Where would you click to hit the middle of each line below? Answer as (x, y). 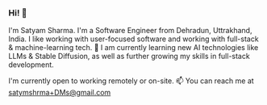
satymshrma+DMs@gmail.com (60, 93)
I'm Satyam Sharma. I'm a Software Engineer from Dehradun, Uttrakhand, (130, 31)
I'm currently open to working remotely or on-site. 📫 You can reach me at (131, 81)
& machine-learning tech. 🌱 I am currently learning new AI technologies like (133, 48)
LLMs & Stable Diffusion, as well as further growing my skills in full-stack (129, 57)
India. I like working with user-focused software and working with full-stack (134, 39)
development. (31, 65)
